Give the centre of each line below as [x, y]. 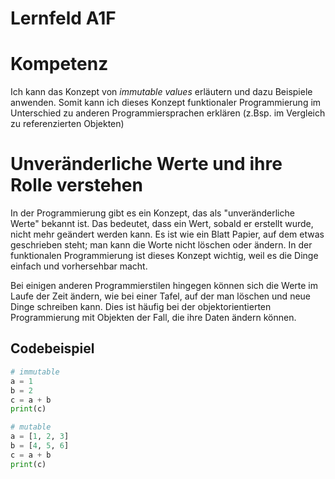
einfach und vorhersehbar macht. [79, 266]
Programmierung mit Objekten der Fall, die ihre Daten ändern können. [153, 318]
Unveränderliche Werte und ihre [146, 164]
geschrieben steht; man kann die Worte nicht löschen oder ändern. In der [161, 245]
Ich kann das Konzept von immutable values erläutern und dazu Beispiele [161, 92]
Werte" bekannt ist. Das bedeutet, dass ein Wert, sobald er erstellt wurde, [162, 224]
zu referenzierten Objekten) [67, 124]
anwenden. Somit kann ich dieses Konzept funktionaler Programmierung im [166, 103]
